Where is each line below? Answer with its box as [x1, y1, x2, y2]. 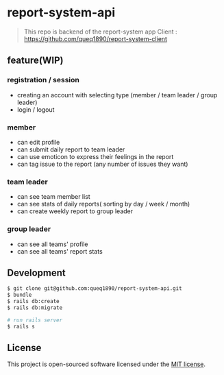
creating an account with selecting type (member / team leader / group [16, 90, 218, 99]
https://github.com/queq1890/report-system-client [23, 34, 168, 43]
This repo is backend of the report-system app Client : [23, 27, 177, 36]
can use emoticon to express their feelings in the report [16, 152, 174, 160]
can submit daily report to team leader [16, 145, 125, 154]
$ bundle [7, 291, 32, 299]
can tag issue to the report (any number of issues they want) [16, 160, 188, 168]
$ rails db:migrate [7, 304, 63, 311]
